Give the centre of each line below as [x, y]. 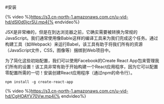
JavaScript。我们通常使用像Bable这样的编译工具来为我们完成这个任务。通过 [82, 38]
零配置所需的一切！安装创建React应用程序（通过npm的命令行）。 [70, 73]
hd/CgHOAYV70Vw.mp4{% [33, 96]
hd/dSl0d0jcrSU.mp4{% [29, 22]
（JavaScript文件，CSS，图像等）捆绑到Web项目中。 [59, 50]
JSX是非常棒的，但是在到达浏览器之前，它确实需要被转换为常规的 [71, 32]
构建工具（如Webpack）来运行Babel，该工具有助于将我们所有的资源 [74, 44]
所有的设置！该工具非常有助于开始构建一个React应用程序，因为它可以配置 [83, 67]
